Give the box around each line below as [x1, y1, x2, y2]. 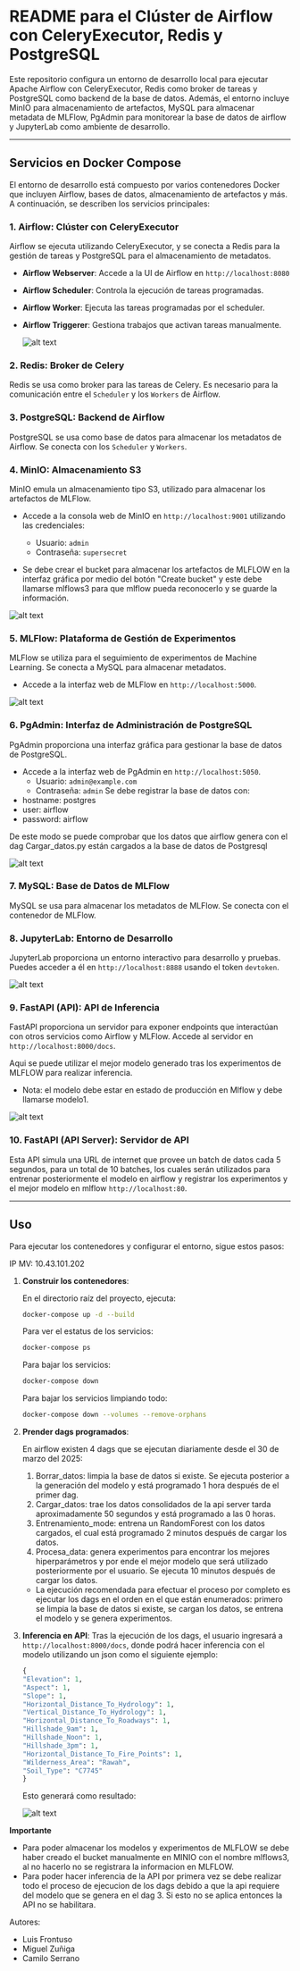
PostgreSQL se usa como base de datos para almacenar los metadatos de [9, 432, 282, 442]
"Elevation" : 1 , [21, 1674, 83, 1683]
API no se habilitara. [21, 1900, 96, 1910]
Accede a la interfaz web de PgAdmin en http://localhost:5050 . [21, 766, 262, 776]
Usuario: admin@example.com [35, 776, 137, 786]
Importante [9, 1825, 52, 1836]
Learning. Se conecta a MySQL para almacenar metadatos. [9, 662, 227, 673]
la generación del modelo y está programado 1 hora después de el [35, 1480, 279, 1491]
